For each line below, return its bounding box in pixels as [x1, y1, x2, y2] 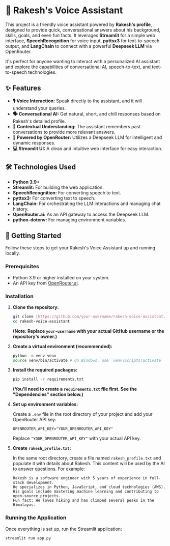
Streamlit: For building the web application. [12, 184, 104, 190]
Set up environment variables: [12, 401, 78, 408]
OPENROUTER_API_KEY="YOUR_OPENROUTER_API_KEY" [12, 426, 114, 432]
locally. [5, 250, 20, 256]
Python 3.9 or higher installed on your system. [12, 274, 110, 280]
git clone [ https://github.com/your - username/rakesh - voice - [12, 314, 143, 319]
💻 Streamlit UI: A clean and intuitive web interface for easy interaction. [12, 145, 163, 152]
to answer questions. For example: [12, 466, 86, 472]
